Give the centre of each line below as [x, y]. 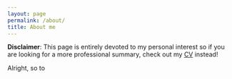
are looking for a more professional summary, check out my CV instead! [113, 54]
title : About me [31, 27]
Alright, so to [26, 68]
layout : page [27, 14]
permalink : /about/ [36, 20]
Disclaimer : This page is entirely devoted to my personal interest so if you [116, 47]
